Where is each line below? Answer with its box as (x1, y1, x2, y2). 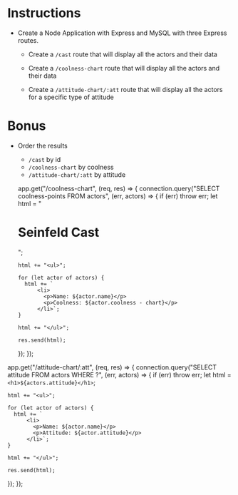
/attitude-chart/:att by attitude (28, 170, 126, 179)
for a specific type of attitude (28, 93, 114, 101)
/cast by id (28, 155, 61, 163)
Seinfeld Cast (17, 225, 100, 240)
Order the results (17, 141, 68, 150)
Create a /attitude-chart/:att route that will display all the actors (28, 85, 223, 93)
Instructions (7, 5, 81, 21)
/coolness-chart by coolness (28, 163, 114, 171)
